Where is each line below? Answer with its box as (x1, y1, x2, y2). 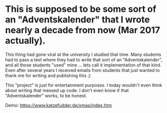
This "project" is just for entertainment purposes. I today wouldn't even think (5, 82, 163, 88)
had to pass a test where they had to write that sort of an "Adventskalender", (5, 56, 163, 62)
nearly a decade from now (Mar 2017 (5, 25, 161, 36)
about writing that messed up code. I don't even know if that (5, 87, 129, 93)
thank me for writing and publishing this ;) (5, 72, 91, 78)
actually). (5, 35, 46, 47)
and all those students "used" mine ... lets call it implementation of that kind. (5, 62, 162, 68)
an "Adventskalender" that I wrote (5, 14, 150, 25)
